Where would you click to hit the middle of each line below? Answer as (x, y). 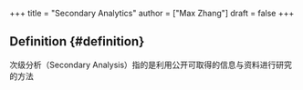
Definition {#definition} (77, 41)
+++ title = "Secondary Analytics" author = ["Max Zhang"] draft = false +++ (152, 13)
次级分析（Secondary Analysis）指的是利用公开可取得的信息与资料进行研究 (151, 65)
